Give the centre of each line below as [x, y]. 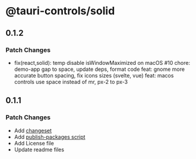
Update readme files [39, 149]
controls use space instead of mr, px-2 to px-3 [71, 82]
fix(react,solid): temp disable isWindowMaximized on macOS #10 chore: [102, 63]
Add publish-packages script [50, 137]
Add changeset [33, 130]
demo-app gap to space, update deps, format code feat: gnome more [99, 69]
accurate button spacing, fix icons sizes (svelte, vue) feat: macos [94, 75]
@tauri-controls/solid [60, 11]
